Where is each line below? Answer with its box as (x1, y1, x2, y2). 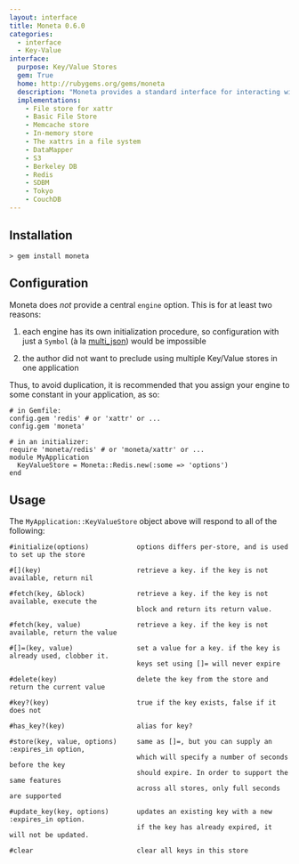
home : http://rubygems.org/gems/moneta (17, 79, 166, 88)
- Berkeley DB (25, 162, 77, 171)
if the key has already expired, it (136, 823, 273, 832)
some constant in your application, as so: (9, 389, 160, 400)
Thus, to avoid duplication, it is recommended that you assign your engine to (9, 379, 290, 390)
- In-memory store (25, 129, 93, 138)
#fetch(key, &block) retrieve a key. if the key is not (9, 589, 269, 599)
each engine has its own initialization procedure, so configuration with (21, 326, 279, 336)
